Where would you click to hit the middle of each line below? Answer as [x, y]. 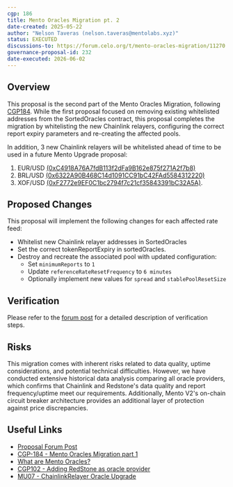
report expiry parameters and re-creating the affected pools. [94, 134]
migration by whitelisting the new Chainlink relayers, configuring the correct [116, 126]
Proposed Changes [50, 204]
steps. [16, 325]
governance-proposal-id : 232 [49, 53]
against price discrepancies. [48, 408]
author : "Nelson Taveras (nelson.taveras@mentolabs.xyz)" [93, 33]
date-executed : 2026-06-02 [46, 59]
